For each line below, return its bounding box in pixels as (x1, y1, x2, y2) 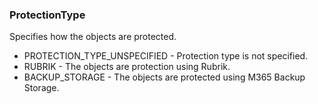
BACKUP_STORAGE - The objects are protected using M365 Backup (23, 71, 306, 83)
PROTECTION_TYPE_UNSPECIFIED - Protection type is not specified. (23, 50, 309, 62)
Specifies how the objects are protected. (9, 31, 177, 43)
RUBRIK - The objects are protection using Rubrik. (23, 61, 231, 73)
